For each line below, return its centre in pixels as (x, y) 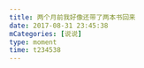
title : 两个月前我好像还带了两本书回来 (72, 17)
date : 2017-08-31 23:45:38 (59, 26)
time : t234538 (35, 50)
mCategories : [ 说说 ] (45, 34)
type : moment (33, 42)
